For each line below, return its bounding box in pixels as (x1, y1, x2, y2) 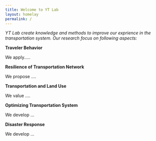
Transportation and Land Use (5, 83, 67, 89)
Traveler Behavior (5, 45, 43, 51)
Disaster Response (5, 122, 45, 128)
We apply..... (5, 54, 31, 60)
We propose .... (5, 74, 36, 80)
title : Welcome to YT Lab (5, 7, 58, 12)
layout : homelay (5, 12, 39, 17)
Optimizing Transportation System (5, 102, 78, 108)
